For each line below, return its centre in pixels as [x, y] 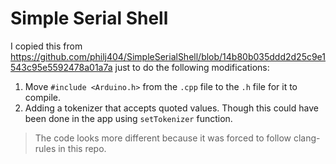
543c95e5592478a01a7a [61, 67]
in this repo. [82, 148]
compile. [43, 97]
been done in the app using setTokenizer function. [128, 118]
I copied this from [46, 46]
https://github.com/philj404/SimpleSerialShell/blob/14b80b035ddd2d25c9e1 [168, 56]
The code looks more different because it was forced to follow [163, 138]
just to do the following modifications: [192, 67]
